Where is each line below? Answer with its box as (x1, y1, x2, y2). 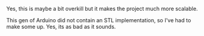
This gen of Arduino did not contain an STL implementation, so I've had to (6, 17, 191, 23)
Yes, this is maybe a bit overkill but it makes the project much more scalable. (6, 5, 198, 12)
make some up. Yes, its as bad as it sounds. (6, 23, 116, 30)
